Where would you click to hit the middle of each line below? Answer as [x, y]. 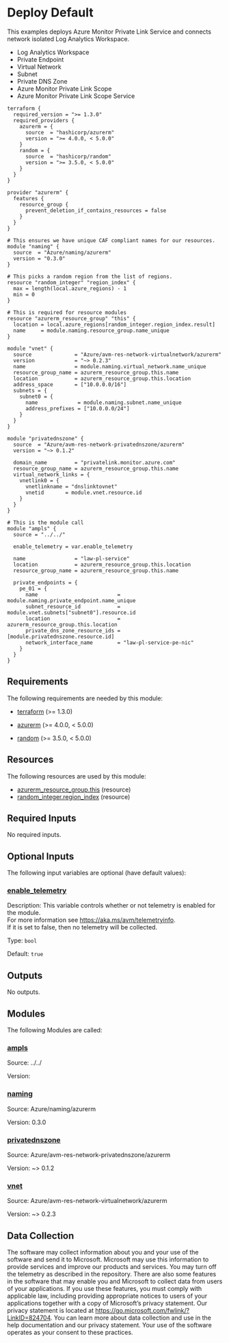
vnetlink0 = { [39, 480]
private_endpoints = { [45, 582]
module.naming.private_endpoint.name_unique [71, 601]
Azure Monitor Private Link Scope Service [76, 96]
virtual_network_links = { [52, 475]
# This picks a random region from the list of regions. [90, 276]
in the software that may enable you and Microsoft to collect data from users [115, 1281]
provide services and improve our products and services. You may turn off [112, 1267]
